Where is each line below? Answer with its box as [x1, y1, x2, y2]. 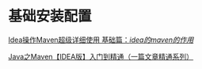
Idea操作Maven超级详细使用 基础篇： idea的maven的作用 [8, 35, 194, 44]
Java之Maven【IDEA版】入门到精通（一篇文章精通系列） [8, 52, 194, 61]
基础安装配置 [8, 7, 93, 25]
